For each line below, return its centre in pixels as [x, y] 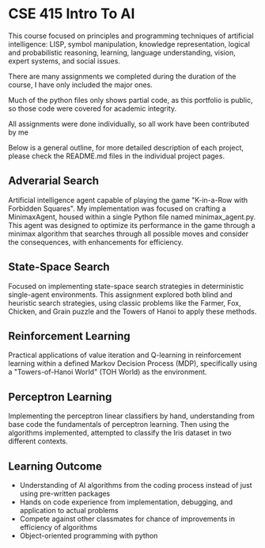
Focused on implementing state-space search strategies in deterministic [126, 286]
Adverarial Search [54, 181]
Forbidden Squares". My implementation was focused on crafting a [117, 208]
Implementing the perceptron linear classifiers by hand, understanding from [131, 416]
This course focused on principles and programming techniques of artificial [131, 36]
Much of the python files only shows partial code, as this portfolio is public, [131, 100]
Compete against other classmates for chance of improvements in [127, 519]
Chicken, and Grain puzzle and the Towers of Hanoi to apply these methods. [132, 311]
